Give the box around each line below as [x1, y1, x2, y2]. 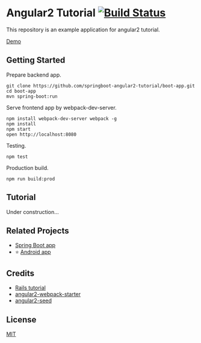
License [6, 314, 37, 325]
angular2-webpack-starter [14, 291, 81, 298]
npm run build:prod [6, 175, 55, 182]
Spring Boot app [14, 242, 56, 249]
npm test [6, 154, 28, 160]
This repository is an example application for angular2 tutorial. [6, 26, 161, 33]
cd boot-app [6, 88, 36, 94]
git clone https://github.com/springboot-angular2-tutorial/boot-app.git [6, 83, 196, 89]
